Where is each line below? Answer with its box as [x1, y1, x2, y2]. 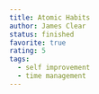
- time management [17, 72, 87, 81]
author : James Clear [9, 21, 87, 30]
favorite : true [9, 38, 67, 47]
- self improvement [17, 64, 91, 73]
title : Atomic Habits [9, 13, 91, 22]
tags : [9, 55, 30, 64]
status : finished [9, 30, 75, 38]
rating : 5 [9, 47, 47, 56]
